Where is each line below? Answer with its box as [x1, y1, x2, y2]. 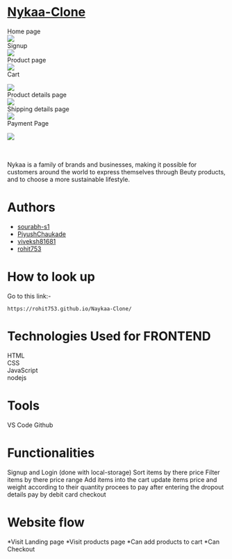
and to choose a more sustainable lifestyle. [7, 175, 131, 183]
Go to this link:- [7, 292, 51, 300]
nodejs [7, 373, 27, 382]
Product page [7, 56, 47, 64]
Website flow [7, 515, 85, 530]
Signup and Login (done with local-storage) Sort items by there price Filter [7, 468, 220, 476]
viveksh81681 [17, 237, 56, 245]
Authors [7, 199, 56, 215]
